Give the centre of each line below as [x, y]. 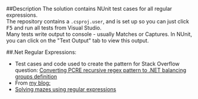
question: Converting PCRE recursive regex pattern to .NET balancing [100, 70]
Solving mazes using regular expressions [66, 89]
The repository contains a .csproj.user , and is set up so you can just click [98, 21]
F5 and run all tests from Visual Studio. [54, 28]
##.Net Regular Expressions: [41, 52]
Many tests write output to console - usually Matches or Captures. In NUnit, [99, 34]
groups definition [36, 76]
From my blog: [33, 83]
